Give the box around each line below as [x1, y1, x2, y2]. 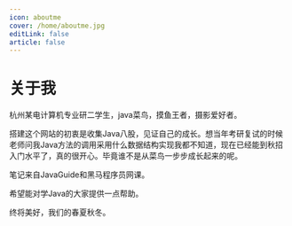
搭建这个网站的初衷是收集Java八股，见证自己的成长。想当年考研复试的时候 [9, 129, 284, 139]
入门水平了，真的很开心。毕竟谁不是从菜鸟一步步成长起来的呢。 [9, 151, 242, 161]
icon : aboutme [9, 12, 62, 22]
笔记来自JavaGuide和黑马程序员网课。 [9, 169, 150, 180]
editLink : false [9, 29, 69, 38]
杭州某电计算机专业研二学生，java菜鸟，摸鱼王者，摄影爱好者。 [9, 110, 242, 121]
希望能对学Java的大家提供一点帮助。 [9, 188, 144, 199]
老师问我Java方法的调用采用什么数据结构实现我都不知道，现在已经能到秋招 [9, 139, 284, 151]
